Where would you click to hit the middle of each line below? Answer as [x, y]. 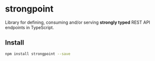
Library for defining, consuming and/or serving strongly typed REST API [78, 22]
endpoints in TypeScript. [30, 27]
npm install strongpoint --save [38, 54]
